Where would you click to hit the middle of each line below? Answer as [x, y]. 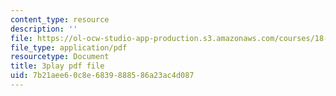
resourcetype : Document [60, 57]
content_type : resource [60, 19]
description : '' [44, 29]
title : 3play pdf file [57, 66]
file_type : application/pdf [69, 47]
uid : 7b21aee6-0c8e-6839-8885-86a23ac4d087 [102, 76]
